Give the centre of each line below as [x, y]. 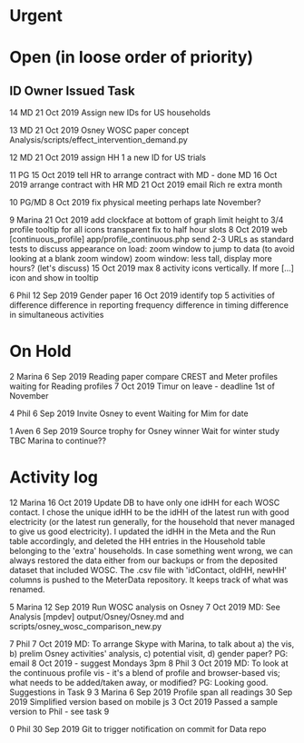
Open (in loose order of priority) [132, 58]
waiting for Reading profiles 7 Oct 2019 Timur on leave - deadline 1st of [142, 386]
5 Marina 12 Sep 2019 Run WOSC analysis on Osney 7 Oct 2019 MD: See [145, 607]
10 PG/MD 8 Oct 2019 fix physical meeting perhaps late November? [135, 203]
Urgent [36, 16]
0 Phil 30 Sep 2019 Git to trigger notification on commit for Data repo [138, 729]
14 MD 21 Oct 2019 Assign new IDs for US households [110, 113]
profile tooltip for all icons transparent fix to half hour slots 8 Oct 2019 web [148, 230]
